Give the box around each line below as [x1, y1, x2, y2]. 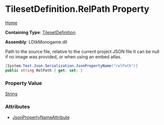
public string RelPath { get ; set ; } [5, 68, 83, 73]
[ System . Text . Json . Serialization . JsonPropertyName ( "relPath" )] [5, 63, 138, 68]
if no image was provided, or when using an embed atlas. [5, 53, 122, 60]
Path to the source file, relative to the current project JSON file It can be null [5, 48, 160, 54]
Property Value [5, 80, 42, 86]
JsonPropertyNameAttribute [12, 115, 70, 121]
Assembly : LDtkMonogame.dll [5, 39, 68, 45]
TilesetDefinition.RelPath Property [5, 3, 150, 15]
